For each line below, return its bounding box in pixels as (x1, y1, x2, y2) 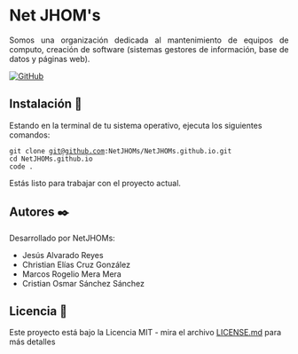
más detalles (9, 336, 56, 347)
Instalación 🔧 (9, 97, 82, 112)
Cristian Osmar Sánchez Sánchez (21, 278, 145, 288)
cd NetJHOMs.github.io (9, 154, 93, 163)
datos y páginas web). (9, 53, 90, 64)
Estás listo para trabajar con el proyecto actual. (9, 177, 182, 188)
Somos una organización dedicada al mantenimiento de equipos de (9, 35, 289, 45)
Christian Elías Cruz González (21, 259, 131, 270)
